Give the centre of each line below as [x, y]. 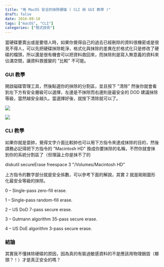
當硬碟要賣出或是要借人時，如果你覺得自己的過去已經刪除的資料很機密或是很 [82, 43]
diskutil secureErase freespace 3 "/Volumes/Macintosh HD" [65, 164]
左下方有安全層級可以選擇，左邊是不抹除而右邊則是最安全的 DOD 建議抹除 [83, 92]
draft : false [18, 14]
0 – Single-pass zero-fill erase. [36, 190]
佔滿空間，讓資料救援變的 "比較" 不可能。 [47, 61]
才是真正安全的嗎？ [41, 260]
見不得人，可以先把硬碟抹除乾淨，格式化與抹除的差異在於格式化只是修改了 [80, 49]
